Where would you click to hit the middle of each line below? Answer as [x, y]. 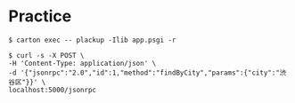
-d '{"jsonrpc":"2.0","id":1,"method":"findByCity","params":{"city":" [144, 73]
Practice [40, 16]
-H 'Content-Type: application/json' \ [82, 63]
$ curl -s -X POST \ [47, 55]
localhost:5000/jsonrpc [53, 90]
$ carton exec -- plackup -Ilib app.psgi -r [92, 40]
